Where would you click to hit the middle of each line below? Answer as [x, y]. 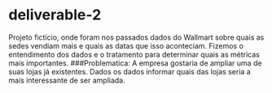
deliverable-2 [55, 15]
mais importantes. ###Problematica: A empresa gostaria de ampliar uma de [135, 63]
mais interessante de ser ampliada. [67, 80]
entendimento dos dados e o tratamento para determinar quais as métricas [134, 54]
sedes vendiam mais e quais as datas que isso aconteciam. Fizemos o [126, 45]
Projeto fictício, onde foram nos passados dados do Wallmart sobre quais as [136, 37]
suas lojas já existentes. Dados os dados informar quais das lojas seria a [129, 71]
